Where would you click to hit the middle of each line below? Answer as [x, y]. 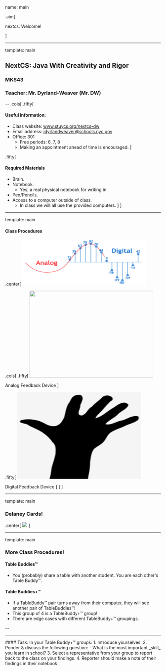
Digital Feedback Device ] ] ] [34, 487]
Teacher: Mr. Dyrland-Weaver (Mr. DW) [53, 93]
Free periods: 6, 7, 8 [40, 142]
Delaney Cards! [24, 514]
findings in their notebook [31, 663]
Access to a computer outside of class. [52, 200]
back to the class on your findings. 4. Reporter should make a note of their [81, 658]
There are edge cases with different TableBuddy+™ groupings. [76, 619]
